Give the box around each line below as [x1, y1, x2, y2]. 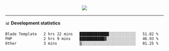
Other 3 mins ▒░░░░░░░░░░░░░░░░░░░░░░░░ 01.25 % [5, 41, 158, 46]
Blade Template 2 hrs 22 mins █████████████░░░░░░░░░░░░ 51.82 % [5, 31, 158, 37]
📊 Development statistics [5, 20, 61, 26]
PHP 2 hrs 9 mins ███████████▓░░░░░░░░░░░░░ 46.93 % [5, 36, 158, 41]
